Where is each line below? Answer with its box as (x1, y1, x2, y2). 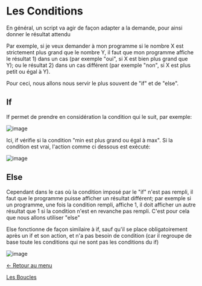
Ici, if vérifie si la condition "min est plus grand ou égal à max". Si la (6, 136, 173, 144)
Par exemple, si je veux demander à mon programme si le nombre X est (6, 42, 184, 49)
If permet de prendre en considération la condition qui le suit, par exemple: (6, 113, 192, 120)
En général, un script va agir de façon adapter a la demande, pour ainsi (6, 24, 183, 31)
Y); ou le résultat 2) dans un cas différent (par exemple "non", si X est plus (6, 62, 191, 69)
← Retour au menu (6, 261, 52, 269)
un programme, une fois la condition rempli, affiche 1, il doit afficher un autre (6, 201, 196, 208)
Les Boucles (6, 273, 37, 281)
